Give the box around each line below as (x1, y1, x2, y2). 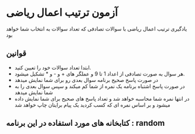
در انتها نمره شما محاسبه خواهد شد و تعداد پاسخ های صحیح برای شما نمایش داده (14, 95, 190, 102)
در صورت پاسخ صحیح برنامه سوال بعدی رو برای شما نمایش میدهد (14, 76, 158, 83)
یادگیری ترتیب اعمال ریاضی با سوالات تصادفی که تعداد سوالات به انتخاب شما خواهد (6, 25, 187, 32)
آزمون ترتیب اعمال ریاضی (6, 6, 118, 19)
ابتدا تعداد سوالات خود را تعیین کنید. (14, 64, 91, 71)
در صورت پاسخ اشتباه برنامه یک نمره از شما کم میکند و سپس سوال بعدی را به (14, 83, 186, 90)
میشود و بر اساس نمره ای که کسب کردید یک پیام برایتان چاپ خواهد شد (14, 101, 171, 108)
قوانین (6, 49, 26, 59)
